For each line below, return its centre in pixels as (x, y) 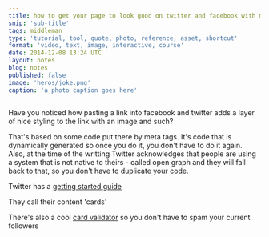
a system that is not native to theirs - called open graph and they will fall (127, 163)
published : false (37, 75)
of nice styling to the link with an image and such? (91, 122)
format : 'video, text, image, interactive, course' (96, 46)
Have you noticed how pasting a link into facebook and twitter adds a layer (131, 113)
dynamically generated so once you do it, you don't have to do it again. (125, 146)
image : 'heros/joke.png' (50, 82)
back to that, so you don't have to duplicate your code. (98, 171)
